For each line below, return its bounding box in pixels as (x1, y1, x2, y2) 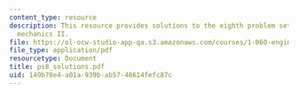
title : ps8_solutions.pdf (9, 63, 105, 72)
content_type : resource (9, 12, 98, 22)
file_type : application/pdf (9, 46, 114, 55)
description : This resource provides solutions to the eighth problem (9, 21, 276, 30)
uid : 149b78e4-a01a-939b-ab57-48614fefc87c (9, 71, 173, 80)
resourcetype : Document (9, 54, 98, 63)
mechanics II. (17, 29, 69, 38)
